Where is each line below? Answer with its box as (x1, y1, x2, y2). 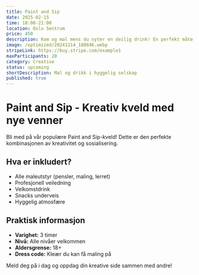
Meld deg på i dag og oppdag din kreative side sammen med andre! (6, 262, 173, 269)
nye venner (6, 114, 64, 127)
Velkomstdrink (14, 186, 51, 193)
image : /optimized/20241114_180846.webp (6, 42, 108, 48)
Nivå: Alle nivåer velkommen (14, 237, 86, 245)
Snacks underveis (14, 191, 60, 199)
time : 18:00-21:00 (6, 20, 52, 26)
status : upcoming (6, 64, 49, 70)
